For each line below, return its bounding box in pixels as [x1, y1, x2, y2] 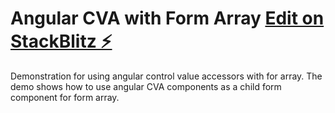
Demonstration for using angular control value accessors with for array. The [10, 70, 323, 82]
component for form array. [10, 91, 120, 103]
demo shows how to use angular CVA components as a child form [10, 80, 282, 92]
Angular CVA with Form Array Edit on [10, 7, 325, 30]
